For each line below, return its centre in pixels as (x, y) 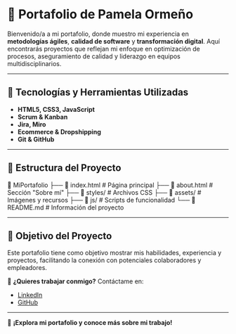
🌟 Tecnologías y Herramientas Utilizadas (98, 92)
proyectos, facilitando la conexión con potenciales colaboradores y (104, 260)
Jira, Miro (32, 124)
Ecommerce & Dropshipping (59, 131)
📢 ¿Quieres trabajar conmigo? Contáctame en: (76, 281)
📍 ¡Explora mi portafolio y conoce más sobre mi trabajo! (90, 323)
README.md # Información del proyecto (66, 207)
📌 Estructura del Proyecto (64, 168)
